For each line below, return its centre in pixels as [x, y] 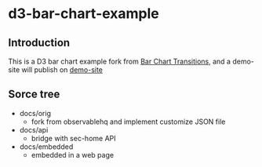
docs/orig [35, 113]
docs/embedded [46, 147]
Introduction [39, 43]
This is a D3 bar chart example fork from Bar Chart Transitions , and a [120, 61]
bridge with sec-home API [73, 138]
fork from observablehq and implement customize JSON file [128, 122]
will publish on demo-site [62, 70]
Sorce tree [34, 94]
